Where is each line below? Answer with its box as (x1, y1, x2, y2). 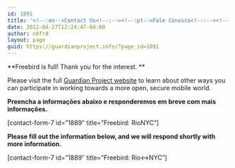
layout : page (7, 37, 46, 44)
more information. (7, 140, 62, 148)
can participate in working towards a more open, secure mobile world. (7, 84, 212, 92)
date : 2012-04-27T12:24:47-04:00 (7, 23, 106, 30)
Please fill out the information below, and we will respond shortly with (7, 132, 216, 140)
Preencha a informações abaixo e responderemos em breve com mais (7, 97, 217, 106)
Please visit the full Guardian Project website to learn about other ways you (7, 76, 226, 85)
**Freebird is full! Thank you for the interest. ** (7, 63, 145, 71)
